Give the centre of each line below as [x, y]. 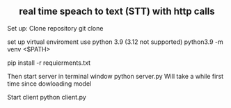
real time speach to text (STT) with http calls [117, 11]
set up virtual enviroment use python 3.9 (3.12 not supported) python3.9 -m [115, 42]
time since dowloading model [49, 84]
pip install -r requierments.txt [49, 63]
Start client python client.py [47, 97]
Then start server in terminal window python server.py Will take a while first [115, 76]
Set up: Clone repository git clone [55, 28]
